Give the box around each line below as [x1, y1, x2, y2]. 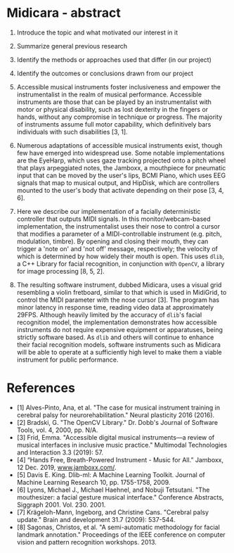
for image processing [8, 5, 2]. [16, 267, 105, 275]
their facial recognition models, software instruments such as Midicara [16, 340, 221, 349]
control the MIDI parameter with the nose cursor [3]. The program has [16, 295, 219, 304]
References [6, 380, 75, 396]
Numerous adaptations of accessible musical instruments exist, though [16, 141, 223, 149]
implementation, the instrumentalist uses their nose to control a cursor [16, 222, 221, 230]
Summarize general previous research [16, 42, 128, 50]
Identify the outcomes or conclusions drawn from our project [16, 69, 194, 77]
